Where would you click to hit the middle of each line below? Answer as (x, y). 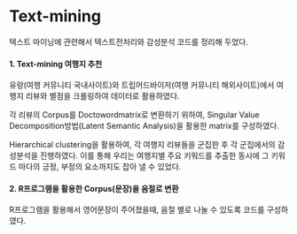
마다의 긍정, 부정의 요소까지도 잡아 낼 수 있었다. (100, 167)
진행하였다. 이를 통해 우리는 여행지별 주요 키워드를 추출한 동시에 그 (154, 155)
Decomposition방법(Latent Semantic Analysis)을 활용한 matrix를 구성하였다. (144, 126)
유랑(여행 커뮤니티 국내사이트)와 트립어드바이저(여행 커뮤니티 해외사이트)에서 (142, 85)
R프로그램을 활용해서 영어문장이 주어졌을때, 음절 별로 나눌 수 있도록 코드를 (137, 210)
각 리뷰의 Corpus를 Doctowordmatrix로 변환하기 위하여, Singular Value (134, 115)
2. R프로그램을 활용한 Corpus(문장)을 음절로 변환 (94, 188)
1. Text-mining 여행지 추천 (56, 64)
